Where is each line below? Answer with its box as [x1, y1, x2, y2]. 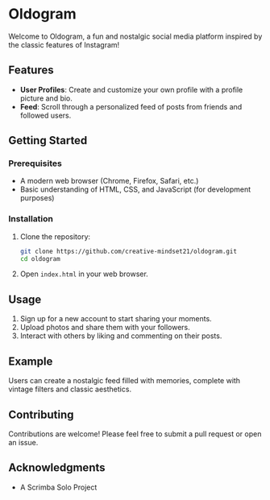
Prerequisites [8, 158, 62, 169]
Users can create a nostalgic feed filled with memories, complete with [8, 376, 240, 386]
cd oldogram [19, 254, 60, 262]
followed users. [19, 110, 72, 120]
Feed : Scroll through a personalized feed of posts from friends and [19, 101, 243, 111]
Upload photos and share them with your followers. [19, 323, 191, 333]
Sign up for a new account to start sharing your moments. [19, 314, 212, 324]
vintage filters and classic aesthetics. [8, 384, 131, 395]
